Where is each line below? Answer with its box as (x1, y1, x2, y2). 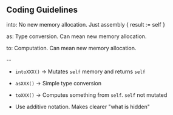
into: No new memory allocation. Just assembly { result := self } (6, 21, 166, 28)
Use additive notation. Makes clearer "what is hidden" (15, 103, 150, 110)
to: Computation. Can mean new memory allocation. (6, 44, 137, 51)
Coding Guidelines (6, 5, 78, 15)
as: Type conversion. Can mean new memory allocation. (6, 33, 147, 40)
